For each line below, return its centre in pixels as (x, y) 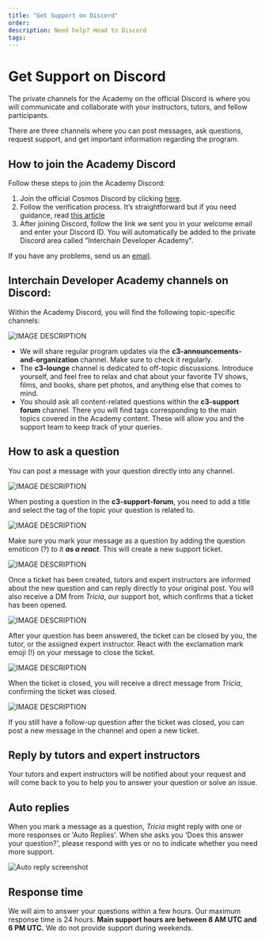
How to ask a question (64, 452)
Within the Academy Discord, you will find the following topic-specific (122, 312)
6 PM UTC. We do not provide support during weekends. (101, 928)
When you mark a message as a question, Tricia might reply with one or (125, 827)
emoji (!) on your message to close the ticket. (82, 652)
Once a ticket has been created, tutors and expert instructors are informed (129, 579)
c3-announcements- (207, 351)
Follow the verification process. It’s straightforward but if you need (128, 207)
